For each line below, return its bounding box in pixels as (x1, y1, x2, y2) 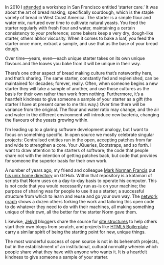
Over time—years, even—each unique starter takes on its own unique (5, 55, 145, 61)
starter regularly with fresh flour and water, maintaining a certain (5, 25, 136, 31)
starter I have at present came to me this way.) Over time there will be (5, 102, 146, 107)
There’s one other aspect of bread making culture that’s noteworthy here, (5, 70, 153, 76)
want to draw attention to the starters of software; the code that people (5, 147, 149, 153)
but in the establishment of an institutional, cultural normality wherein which (5, 244, 158, 249)
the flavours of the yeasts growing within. (5, 117, 89, 123)
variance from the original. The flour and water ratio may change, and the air (5, 106, 160, 112)
